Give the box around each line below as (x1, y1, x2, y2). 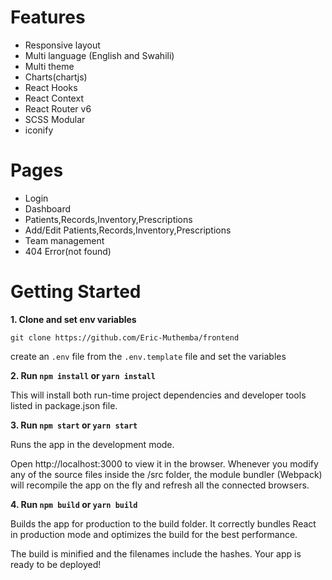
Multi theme (24, 60, 75, 72)
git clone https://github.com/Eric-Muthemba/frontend (10, 332, 240, 343)
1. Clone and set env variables (10, 313, 137, 325)
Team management (24, 234, 105, 246)
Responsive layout (24, 39, 101, 51)
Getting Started (10, 281, 142, 303)
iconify (24, 124, 54, 136)
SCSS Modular (24, 113, 86, 125)
